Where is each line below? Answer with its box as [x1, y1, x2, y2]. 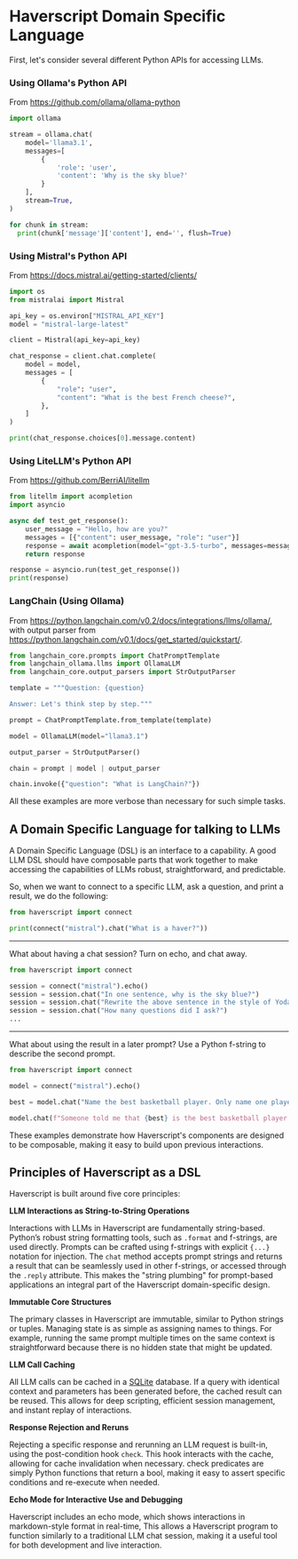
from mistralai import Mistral [9, 295, 125, 304]
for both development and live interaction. [9, 1539, 162, 1551]
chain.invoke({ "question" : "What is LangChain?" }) [9, 780, 200, 789]
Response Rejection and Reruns [9, 1422, 129, 1433]
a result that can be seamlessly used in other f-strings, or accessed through [9, 1261, 286, 1271]
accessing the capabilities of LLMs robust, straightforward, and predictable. [9, 864, 286, 875]
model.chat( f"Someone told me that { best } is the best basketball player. [9, 1113, 292, 1123]
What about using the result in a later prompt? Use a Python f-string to [9, 1039, 266, 1050]
